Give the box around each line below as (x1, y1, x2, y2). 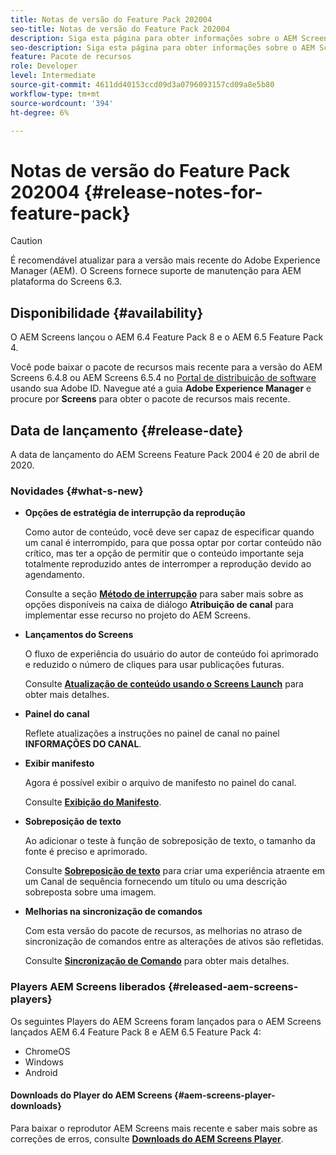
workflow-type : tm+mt (10, 89, 101, 99)
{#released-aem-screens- (168, 980, 299, 994)
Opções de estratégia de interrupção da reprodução (24, 507, 246, 519)
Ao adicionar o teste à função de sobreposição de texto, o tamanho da (24, 835, 316, 847)
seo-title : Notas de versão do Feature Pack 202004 (10, 24, 230, 34)
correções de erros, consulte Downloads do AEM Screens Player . (10, 1132, 284, 1145)
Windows (24, 1056, 64, 1068)
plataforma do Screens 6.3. (10, 276, 123, 288)
